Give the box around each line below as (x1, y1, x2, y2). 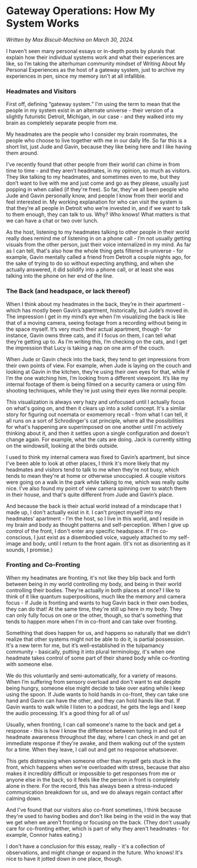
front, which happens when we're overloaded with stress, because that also (6, 763, 190, 770)
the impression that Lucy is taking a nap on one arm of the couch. (6, 344, 166, 351)
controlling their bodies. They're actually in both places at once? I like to (6, 587, 181, 594)
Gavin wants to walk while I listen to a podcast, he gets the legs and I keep (6, 703, 186, 710)
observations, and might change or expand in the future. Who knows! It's (6, 849, 183, 856)
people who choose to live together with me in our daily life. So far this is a (6, 137, 187, 144)
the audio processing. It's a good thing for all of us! (6, 709, 130, 716)
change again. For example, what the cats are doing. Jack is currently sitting (6, 435, 191, 443)
